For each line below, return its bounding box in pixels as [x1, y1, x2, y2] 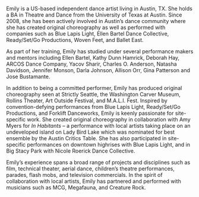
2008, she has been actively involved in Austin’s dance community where [6, 18, 186, 24]
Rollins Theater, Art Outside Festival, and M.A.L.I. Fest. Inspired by [6, 97, 168, 104]
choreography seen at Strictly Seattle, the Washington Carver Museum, [6, 91, 181, 98]
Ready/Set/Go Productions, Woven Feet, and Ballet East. [6, 37, 144, 43]
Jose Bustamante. [6, 73, 50, 80]
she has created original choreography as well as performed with [6, 24, 166, 31]
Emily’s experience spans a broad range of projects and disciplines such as [6, 159, 191, 166]
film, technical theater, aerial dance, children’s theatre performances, [6, 165, 175, 172]
